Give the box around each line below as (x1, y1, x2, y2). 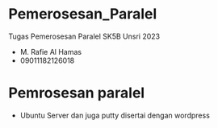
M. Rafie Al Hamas (19, 47, 82, 56)
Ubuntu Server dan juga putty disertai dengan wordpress (19, 110, 210, 120)
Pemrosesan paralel (8, 84, 145, 102)
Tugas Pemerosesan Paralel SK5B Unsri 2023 (8, 31, 160, 41)
